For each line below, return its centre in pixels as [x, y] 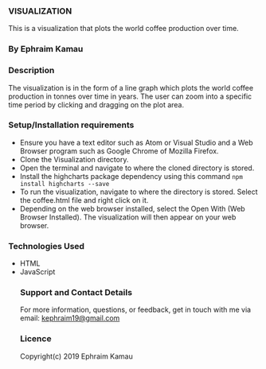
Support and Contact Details [76, 293]
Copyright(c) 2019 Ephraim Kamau [76, 356]
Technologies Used [47, 246]
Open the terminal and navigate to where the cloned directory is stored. [137, 168]
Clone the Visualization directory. [74, 159]
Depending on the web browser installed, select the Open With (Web [132, 208]
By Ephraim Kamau [46, 49]
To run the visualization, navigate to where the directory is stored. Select [139, 192]
